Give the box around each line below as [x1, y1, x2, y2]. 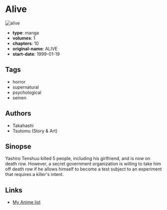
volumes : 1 [12, 35, 35, 41]
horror [12, 78, 26, 84]
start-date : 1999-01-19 [12, 51, 60, 57]
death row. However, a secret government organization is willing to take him [5, 161, 161, 167]
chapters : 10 [12, 40, 39, 46]
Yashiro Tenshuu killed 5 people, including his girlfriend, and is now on [5, 155, 151, 161]
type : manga [12, 29, 39, 35]
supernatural [12, 84, 39, 90]
